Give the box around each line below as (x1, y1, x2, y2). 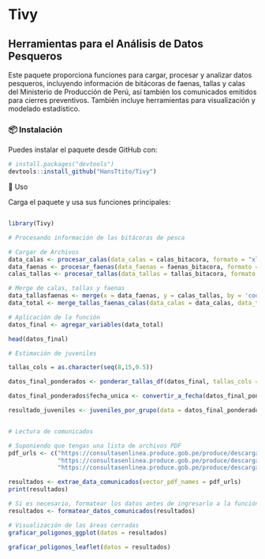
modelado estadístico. (8, 104, 80, 113)
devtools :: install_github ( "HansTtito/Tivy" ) (8, 168, 157, 176)
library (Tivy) (8, 220, 55, 228)
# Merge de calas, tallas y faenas (8, 285, 125, 293)
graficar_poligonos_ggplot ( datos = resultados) (8, 528, 168, 537)
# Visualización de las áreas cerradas (8, 521, 140, 529)
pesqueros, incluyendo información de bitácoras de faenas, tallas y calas (8, 79, 246, 88)
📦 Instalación (8, 124, 63, 135)
